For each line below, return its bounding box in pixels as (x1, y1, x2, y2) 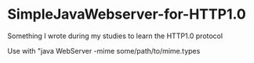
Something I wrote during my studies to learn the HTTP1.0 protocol (7, 31, 223, 40)
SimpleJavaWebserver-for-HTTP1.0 (7, 5, 246, 23)
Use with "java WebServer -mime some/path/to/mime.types (7, 46, 201, 55)
